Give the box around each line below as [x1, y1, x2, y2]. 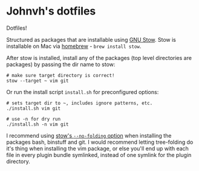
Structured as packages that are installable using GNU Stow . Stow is [6, 36, 177, 43]
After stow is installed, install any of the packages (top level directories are [6, 54, 192, 61]
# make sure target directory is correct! [6, 72, 115, 78]
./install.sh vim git [6, 105, 61, 112]
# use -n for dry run [6, 116, 61, 122]
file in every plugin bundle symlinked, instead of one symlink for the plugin [6, 151, 192, 158]
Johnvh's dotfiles [6, 4, 96, 18]
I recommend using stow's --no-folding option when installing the [6, 132, 172, 139]
